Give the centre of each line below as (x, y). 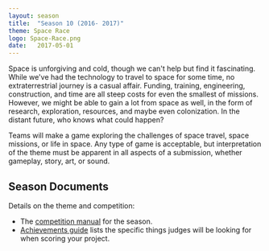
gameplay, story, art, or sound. (59, 161)
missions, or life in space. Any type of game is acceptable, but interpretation (135, 144)
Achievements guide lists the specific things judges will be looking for (136, 229)
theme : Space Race (39, 31)
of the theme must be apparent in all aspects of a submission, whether (126, 153)
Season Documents (58, 186)
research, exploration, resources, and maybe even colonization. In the (124, 111)
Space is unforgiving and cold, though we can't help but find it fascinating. (132, 68)
